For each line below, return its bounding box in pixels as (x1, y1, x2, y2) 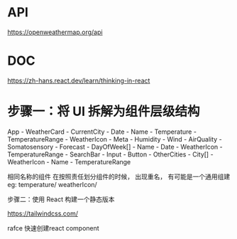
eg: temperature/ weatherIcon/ (7, 180, 97, 188)
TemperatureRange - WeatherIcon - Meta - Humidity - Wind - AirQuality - (7, 134, 222, 143)
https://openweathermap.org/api (7, 28, 103, 36)
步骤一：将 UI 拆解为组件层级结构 (7, 104, 200, 119)
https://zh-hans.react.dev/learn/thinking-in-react (7, 76, 150, 85)
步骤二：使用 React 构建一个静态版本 (7, 195, 115, 203)
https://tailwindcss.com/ (7, 209, 79, 218)
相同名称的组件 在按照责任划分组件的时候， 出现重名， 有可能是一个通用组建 (7, 172, 231, 181)
